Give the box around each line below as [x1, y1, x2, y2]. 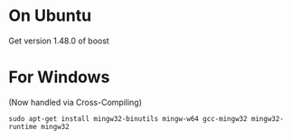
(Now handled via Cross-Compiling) [8, 97, 142, 107]
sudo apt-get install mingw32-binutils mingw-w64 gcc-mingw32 [8, 114, 248, 123]
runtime [8, 122, 38, 131]
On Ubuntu [8, 5, 92, 26]
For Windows [8, 67, 110, 88]
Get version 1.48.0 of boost [8, 35, 109, 46]
